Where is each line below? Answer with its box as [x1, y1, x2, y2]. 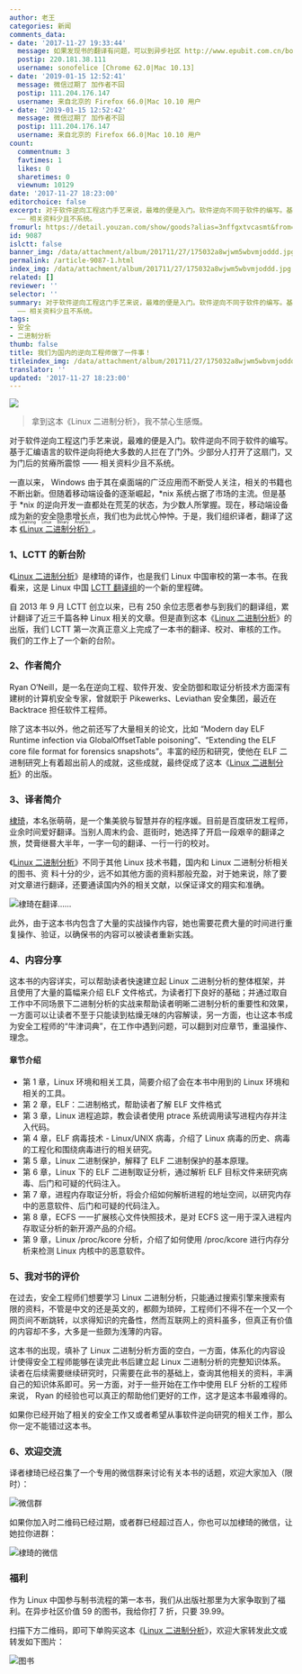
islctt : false [9, 240, 63, 249]
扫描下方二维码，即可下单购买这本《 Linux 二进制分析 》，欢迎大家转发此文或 [9, 1624, 288, 1635]
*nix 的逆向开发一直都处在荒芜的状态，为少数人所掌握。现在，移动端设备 [19, 499, 289, 510]
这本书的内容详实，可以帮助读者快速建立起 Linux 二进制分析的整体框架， [9, 976, 279, 987]
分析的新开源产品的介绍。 [46, 1223, 141, 1233]
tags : [9, 314, 30, 324]
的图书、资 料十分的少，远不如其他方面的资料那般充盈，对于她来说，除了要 [9, 869, 288, 879]
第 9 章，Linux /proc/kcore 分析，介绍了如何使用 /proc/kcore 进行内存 [22, 1233, 281, 1244]
